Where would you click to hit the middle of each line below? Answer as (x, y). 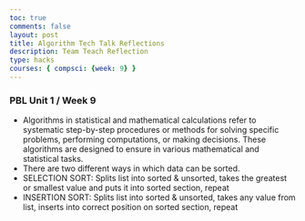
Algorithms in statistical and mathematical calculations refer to (139, 120)
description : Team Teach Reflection (79, 52)
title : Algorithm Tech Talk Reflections (87, 43)
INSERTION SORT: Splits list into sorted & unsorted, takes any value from (159, 197)
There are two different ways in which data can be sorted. (131, 168)
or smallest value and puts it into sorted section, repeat (126, 188)
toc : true (28, 18)
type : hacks (32, 60)
